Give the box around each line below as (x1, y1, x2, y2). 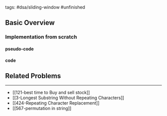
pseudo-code (5, 46, 34, 52)
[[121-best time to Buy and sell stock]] (12, 90, 90, 96)
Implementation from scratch (5, 33, 77, 40)
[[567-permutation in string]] (12, 106, 72, 112)
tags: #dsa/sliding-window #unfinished (5, 4, 85, 10)
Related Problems (5, 72, 61, 80)
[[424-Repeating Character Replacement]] (12, 100, 100, 106)
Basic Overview (5, 18, 55, 27)
